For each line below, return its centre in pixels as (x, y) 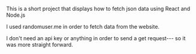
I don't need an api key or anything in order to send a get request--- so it (96, 38)
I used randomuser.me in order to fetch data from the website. (83, 27)
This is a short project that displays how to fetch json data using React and (98, 9)
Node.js (16, 15)
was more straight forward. (40, 45)
